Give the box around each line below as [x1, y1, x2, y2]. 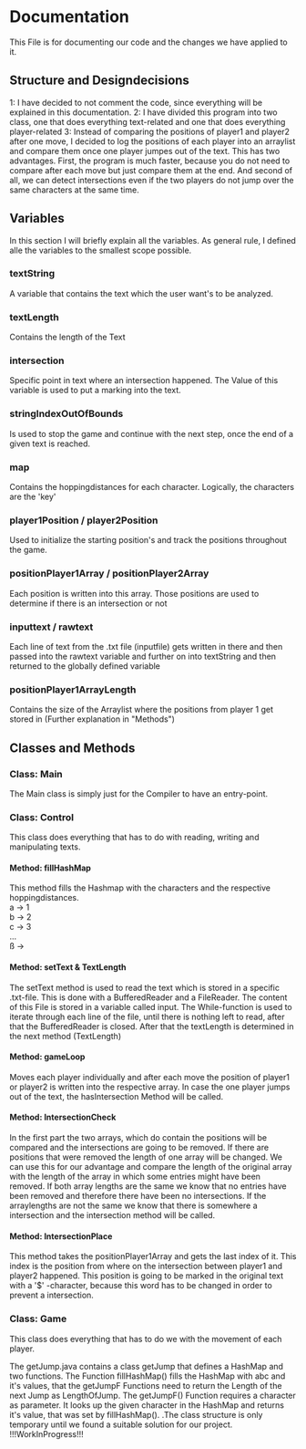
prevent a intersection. [9, 1289, 94, 1301]
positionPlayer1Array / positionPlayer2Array [9, 568, 209, 580]
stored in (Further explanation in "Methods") [9, 714, 176, 724]
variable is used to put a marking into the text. [9, 385, 182, 396]
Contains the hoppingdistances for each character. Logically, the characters [9, 482, 294, 493]
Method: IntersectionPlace [9, 1230, 113, 1242]
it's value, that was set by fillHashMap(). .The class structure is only [9, 1409, 263, 1420]
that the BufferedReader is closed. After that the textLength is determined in [9, 1020, 294, 1032]
